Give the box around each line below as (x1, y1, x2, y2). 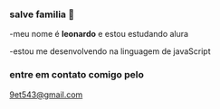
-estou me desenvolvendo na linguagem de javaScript (9, 46, 211, 57)
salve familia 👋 (9, 8, 75, 21)
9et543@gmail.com (9, 89, 83, 100)
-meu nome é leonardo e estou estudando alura (9, 29, 188, 40)
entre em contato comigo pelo (9, 68, 145, 81)
